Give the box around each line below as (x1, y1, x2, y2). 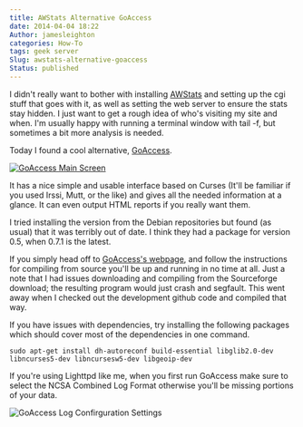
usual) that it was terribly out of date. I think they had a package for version (9, 226, 290, 237)
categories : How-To (9, 38, 83, 48)
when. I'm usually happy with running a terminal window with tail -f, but (9, 117, 276, 128)
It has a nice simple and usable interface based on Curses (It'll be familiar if (9, 180, 291, 190)
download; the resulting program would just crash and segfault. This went (9, 282, 286, 293)
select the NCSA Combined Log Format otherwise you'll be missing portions (9, 380, 294, 391)
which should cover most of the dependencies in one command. (9, 328, 250, 340)
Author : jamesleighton (9, 30, 95, 39)
